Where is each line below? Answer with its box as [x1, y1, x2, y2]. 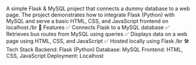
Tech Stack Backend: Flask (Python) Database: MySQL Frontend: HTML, [6, 46, 183, 53]
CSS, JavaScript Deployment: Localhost [6, 53, 104, 59]
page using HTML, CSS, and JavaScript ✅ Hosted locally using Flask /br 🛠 [6, 38, 189, 44]
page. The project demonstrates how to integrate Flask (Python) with [6, 11, 175, 18]
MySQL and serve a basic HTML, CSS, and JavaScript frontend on [6, 18, 169, 24]
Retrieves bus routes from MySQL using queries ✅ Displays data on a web [6, 31, 188, 37]
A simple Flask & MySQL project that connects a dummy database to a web [6, 5, 190, 12]
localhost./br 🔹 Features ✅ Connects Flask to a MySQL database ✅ [6, 24, 170, 31]
